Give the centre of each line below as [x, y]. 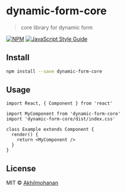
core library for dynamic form [57, 27]
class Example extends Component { [50, 130]
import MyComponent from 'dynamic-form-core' [63, 114]
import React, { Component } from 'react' [59, 103]
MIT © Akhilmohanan [32, 183]
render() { [25, 135]
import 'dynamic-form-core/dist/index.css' [61, 119]
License [21, 169]
